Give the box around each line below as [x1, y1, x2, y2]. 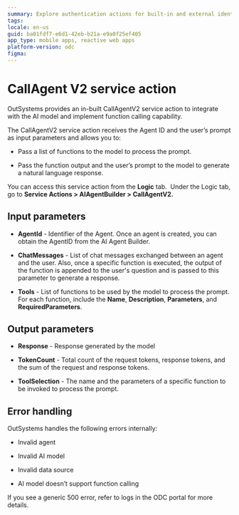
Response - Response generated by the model [17, 342, 155, 350]
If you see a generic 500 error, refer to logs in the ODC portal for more [7, 493, 213, 502]
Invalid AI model [17, 452, 65, 460]
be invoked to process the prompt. [17, 385, 119, 393]
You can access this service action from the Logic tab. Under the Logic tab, [7, 182, 231, 191]
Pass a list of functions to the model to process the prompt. [17, 147, 192, 155]
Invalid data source [17, 466, 74, 474]
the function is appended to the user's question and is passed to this [17, 266, 219, 274]
